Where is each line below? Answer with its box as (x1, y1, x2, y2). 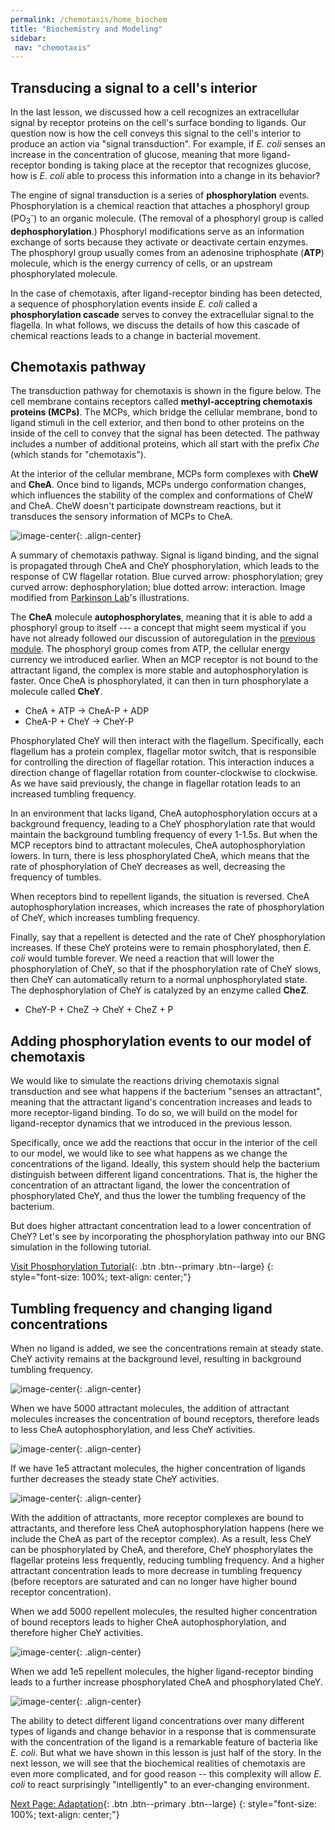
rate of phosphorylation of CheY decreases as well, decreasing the (10, 861, 286, 873)
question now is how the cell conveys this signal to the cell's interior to (10, 127, 302, 140)
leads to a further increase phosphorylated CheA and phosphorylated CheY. (10, 1676, 323, 1688)
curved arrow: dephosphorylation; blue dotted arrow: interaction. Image (10, 581, 306, 593)
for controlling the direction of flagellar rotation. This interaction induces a (10, 756, 315, 768)
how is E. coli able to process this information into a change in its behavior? (10, 170, 321, 182)
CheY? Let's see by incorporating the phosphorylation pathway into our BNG (10, 1231, 326, 1243)
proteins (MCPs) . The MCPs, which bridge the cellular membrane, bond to (10, 406, 318, 418)
